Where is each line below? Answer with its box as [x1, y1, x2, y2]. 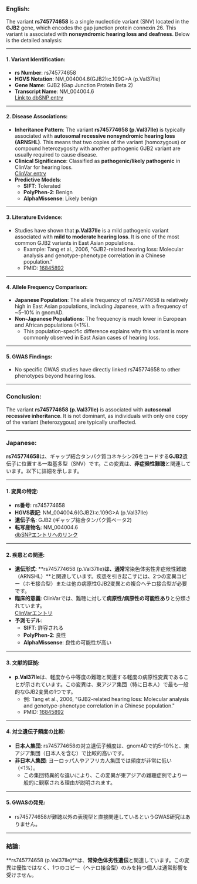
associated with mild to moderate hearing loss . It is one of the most [14, 233, 179, 240]
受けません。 [6, 872, 37, 879]
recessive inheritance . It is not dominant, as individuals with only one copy [6, 412, 188, 419]
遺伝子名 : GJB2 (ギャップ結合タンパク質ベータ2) [14, 517, 132, 524]
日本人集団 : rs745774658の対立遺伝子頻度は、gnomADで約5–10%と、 [14, 742, 185, 749]
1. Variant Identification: [6, 55, 66, 63]
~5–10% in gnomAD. [14, 309, 64, 316]
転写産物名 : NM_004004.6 [14, 524, 79, 531]
